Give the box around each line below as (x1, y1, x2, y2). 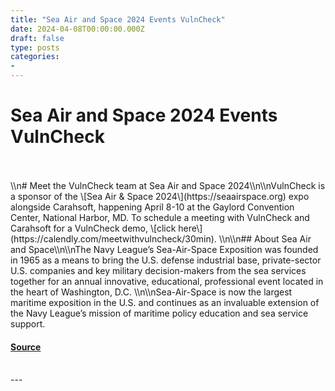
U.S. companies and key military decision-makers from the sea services (10, 264, 307, 276)
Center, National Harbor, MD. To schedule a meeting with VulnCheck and (10, 211, 310, 223)
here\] (178, 222, 203, 234)
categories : (10, 52, 60, 62)
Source (10, 341, 42, 353)
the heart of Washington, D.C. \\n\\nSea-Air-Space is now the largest (10, 286, 293, 298)
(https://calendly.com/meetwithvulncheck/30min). (10, 232, 217, 245)
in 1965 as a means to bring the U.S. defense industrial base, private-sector (10, 254, 322, 266)
